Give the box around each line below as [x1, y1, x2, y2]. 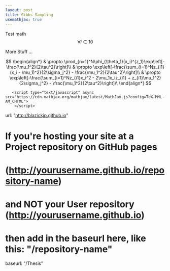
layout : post [5, 7, 33, 13]
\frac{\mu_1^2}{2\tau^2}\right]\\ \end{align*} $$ [52, 80, 152, 87]
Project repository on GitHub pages [5, 141, 157, 153]
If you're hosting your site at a [5, 130, 134, 142]
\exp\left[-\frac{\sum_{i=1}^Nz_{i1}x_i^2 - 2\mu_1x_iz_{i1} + [9, 75, 131, 81]
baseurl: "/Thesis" [5, 260, 43, 266]
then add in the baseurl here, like [5, 233, 146, 245]
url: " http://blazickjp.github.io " [5, 113, 69, 119]
